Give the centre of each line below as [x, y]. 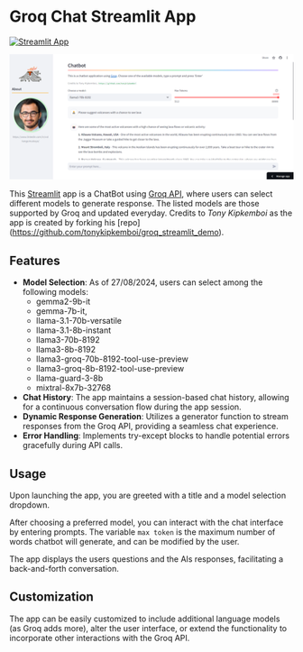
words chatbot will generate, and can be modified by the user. [124, 542]
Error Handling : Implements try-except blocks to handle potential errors [156, 436]
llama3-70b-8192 [68, 340]
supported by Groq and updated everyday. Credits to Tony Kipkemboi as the [151, 213]
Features [35, 260]
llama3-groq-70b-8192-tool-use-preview [112, 359]
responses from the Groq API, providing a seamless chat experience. [150, 427]
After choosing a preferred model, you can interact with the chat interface [147, 523]
